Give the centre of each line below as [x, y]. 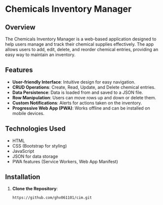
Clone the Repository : [35, 189]
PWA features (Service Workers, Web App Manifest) [65, 161]
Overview [20, 27]
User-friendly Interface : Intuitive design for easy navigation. [74, 82]
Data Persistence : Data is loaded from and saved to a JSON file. [78, 92]
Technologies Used [35, 129]
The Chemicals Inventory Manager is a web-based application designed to [81, 39]
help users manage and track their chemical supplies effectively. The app [80, 44]
